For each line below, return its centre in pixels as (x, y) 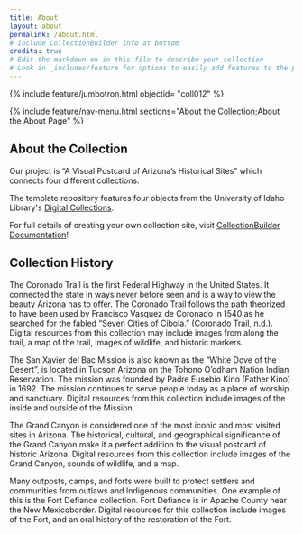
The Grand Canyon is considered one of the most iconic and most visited (145, 425)
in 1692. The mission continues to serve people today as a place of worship (150, 388)
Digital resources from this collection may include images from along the (144, 332)
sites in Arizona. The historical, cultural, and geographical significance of (145, 435)
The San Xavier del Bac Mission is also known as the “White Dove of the (143, 359)
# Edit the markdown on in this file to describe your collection (137, 60)
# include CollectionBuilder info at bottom (94, 43)
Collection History (61, 263)
